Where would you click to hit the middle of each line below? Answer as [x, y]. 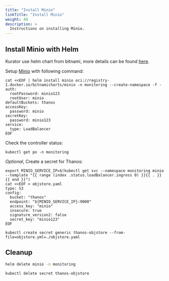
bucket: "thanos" [28, 197]
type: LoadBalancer [30, 129]
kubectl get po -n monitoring [37, 152]
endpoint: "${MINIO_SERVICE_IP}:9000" [51, 202]
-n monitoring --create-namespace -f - [120, 85]
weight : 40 [17, 19]
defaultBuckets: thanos [30, 102]
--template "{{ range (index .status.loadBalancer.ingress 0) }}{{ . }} [83, 175]
